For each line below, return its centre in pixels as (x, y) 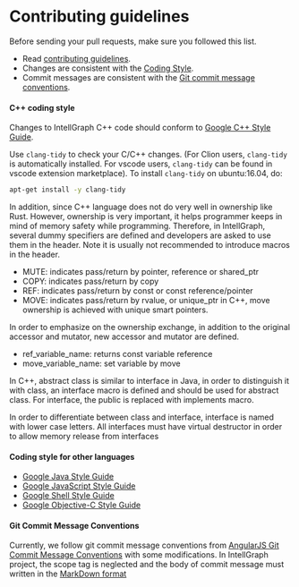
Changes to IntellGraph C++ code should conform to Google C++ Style (140, 128)
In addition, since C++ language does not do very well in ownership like (141, 207)
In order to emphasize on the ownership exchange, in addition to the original (150, 328)
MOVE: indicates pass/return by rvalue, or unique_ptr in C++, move (146, 301)
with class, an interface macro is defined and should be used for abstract (144, 390)
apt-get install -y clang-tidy (68, 190)
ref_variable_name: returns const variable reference (117, 354)
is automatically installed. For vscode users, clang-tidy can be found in (141, 164)
